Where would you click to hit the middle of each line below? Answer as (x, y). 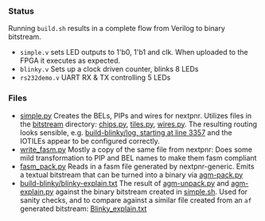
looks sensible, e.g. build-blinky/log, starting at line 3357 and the (126, 132)
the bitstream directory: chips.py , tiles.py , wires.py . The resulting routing (138, 124)
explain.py (37, 192)
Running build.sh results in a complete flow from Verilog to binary (117, 29)
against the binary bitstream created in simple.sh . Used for (152, 192)
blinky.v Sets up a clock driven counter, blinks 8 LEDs (109, 69)
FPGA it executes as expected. (70, 60)
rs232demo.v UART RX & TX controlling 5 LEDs (95, 78)
